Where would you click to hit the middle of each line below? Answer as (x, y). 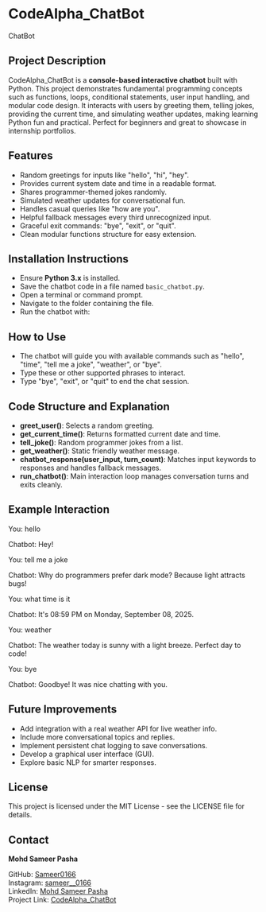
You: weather (30, 630)
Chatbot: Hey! (31, 544)
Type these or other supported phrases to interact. (102, 373)
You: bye (23, 669)
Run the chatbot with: (55, 312)
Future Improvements (63, 710)
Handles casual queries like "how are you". (90, 208)
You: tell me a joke (38, 559)
